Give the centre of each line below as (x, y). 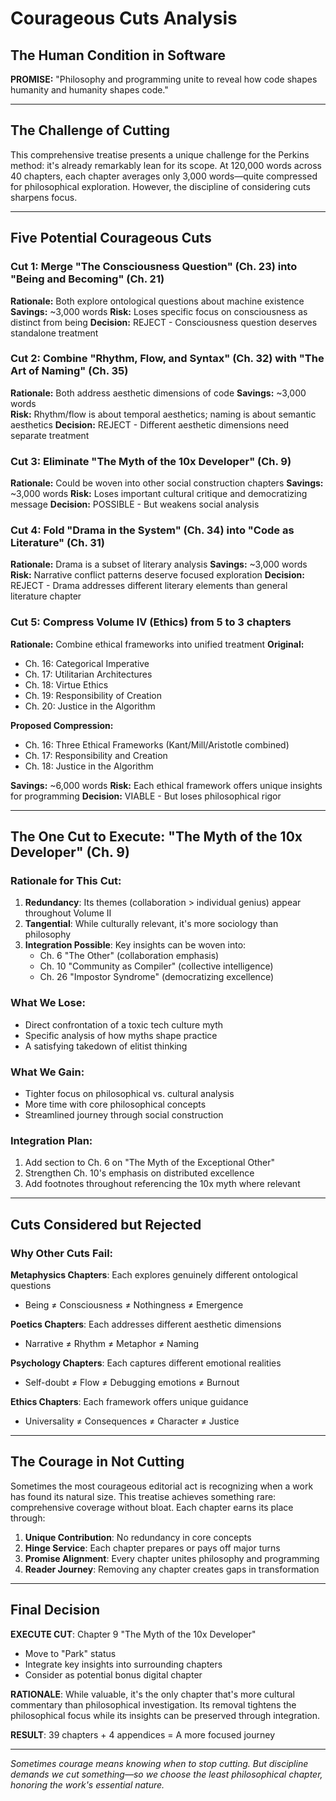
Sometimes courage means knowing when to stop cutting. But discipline (159, 1763)
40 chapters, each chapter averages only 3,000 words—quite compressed (164, 176)
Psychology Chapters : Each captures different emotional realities (146, 1363)
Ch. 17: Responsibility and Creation (96, 755)
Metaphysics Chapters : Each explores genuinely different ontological (154, 1274)
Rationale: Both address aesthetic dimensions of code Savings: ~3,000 (158, 393)
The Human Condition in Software (118, 55)
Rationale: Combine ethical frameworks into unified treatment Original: (157, 644)
